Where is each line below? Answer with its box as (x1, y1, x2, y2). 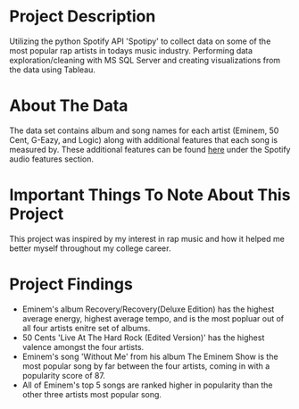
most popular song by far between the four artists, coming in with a (21, 360, 270, 371)
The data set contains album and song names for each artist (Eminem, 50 (9, 125, 279, 136)
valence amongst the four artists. (21, 341, 145, 352)
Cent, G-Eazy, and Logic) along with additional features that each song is (9, 134, 278, 145)
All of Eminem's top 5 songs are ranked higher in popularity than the (21, 380, 273, 390)
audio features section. (9, 154, 94, 164)
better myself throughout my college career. (9, 243, 171, 254)
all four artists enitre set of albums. (21, 322, 151, 333)
